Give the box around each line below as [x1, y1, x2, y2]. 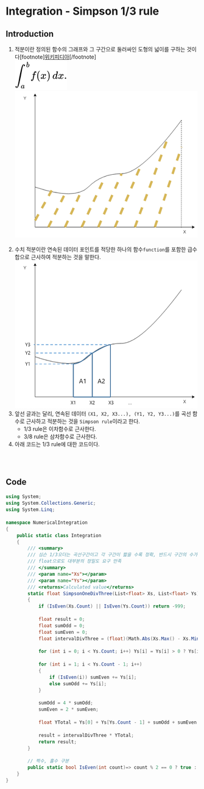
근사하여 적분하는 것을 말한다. [30, 253, 101, 260]
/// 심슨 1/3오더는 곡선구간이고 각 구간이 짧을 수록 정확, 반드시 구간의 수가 [27, 552, 198, 558]
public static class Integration [16, 532, 102, 538]
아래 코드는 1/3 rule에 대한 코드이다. [14, 440, 100, 447]
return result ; [38, 738, 77, 745]
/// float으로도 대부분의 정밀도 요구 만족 [27, 558, 122, 565]
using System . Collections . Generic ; [5, 500, 96, 507]
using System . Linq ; [5, 507, 55, 513]
